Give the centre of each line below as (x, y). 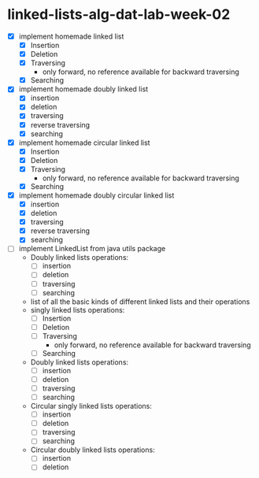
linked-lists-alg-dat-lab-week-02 (119, 15)
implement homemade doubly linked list (83, 89)
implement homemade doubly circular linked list (96, 195)
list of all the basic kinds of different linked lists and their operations (140, 302)
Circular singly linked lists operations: (91, 406)
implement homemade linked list (71, 36)
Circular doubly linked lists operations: (92, 450)
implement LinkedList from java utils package (92, 249)
